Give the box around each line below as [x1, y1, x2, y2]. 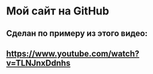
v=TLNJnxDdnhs [6, 58, 71, 68]
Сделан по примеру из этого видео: [6, 28, 148, 39]
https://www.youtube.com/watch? [6, 48, 140, 58]
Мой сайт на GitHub [6, 4, 109, 18]
